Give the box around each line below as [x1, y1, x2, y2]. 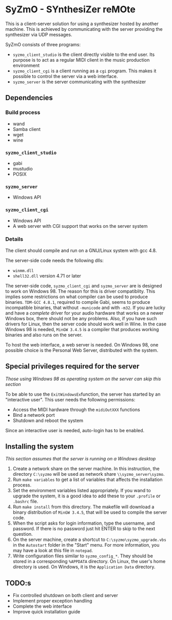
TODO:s [5, 578, 31, 587]
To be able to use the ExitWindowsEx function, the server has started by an [5, 391, 161, 397]
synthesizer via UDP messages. [5, 31, 72, 37]
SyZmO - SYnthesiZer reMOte [5, 4, 136, 15]
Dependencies [5, 93, 53, 102]
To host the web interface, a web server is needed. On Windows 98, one [5, 341, 159, 347]
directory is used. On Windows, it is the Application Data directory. [12, 564, 156, 570]
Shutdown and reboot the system [12, 417, 84, 423]
